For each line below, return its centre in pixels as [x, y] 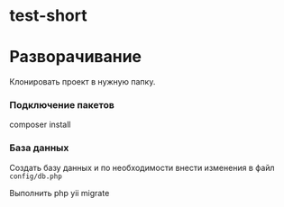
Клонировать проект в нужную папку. [82, 82]
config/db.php [36, 176]
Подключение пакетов [62, 105]
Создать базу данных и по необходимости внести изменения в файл [142, 167]
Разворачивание [76, 57]
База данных [39, 148]
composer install [40, 125]
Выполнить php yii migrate [60, 193]
